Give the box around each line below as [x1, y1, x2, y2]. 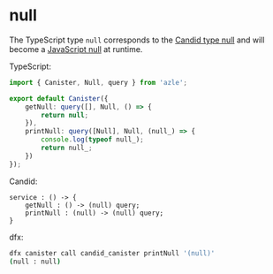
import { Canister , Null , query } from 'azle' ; [9, 78, 188, 87]
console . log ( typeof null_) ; [41, 135, 144, 144]
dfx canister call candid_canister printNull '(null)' [9, 248, 216, 257]
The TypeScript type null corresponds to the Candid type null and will [9, 34, 265, 45]
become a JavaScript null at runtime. [9, 43, 143, 54]
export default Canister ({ [9, 94, 109, 103]
